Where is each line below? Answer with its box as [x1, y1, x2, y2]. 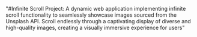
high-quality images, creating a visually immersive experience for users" [5, 24, 185, 31]
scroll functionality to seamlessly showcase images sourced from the [5, 11, 177, 18]
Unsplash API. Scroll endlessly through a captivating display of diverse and [5, 18, 192, 24]
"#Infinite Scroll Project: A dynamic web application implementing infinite [5, 5, 186, 12]
